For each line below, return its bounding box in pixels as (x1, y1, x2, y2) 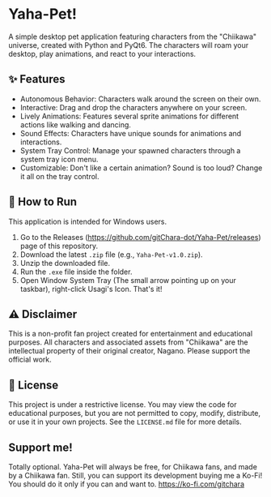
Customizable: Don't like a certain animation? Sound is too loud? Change (19, 163, 263, 173)
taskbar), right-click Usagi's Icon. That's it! (19, 284, 163, 293)
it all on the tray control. (19, 171, 100, 181)
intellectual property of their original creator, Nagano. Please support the (8, 346, 251, 356)
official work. (8, 354, 52, 365)
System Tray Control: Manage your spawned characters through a (19, 145, 241, 155)
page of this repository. (19, 241, 99, 251)
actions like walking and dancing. (19, 119, 132, 130)
